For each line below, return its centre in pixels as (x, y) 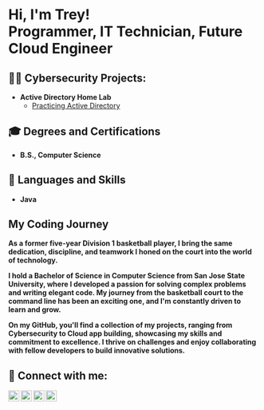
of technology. (33, 260)
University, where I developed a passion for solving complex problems (127, 284)
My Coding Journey (59, 225)
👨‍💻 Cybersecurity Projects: (77, 78)
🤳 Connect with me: (58, 375)
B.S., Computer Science (60, 155)
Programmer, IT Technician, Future (126, 32)
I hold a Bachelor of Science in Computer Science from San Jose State (127, 276)
